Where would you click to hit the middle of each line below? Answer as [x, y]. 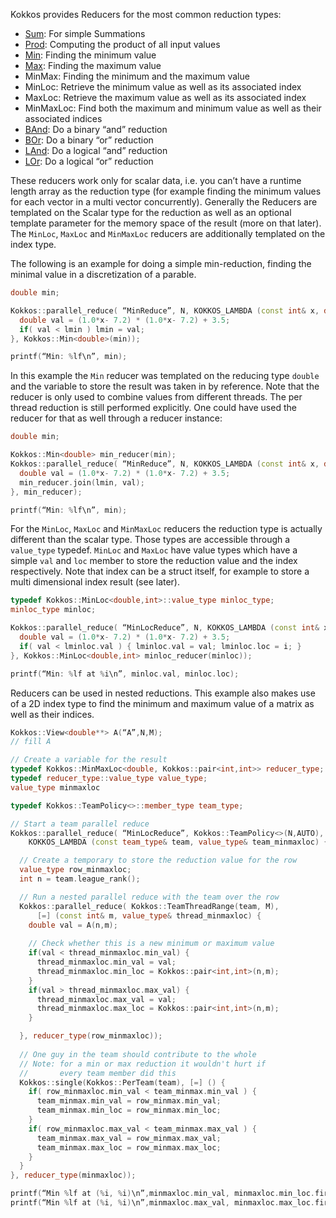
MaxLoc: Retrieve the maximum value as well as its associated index [165, 97]
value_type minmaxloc [55, 787]
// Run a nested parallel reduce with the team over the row [149, 897]
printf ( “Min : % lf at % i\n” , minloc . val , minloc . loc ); [125, 674]
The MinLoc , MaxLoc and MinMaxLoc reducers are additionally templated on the [168, 233]
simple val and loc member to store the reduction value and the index [154, 561]
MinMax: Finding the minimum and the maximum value [137, 76]
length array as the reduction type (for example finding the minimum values [166, 191]
